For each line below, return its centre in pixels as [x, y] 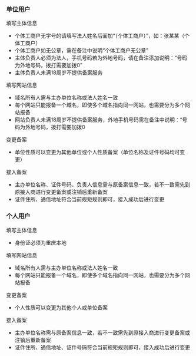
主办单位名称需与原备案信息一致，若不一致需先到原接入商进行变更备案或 [102, 332]
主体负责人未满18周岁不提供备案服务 [59, 72]
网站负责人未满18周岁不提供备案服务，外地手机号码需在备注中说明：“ [98, 120]
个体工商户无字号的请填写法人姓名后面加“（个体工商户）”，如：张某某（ [99, 36]
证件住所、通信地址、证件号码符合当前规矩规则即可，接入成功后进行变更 [102, 347]
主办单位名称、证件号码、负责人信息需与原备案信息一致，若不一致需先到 [102, 184]
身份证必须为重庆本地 [40, 242]
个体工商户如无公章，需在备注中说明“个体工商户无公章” [82, 51]
